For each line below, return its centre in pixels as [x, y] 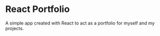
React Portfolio [38, 9]
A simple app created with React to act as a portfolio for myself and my [80, 23]
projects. [15, 28]
